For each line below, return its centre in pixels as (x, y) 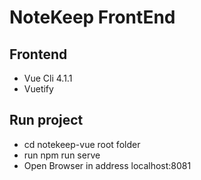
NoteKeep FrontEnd (92, 17)
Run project (46, 120)
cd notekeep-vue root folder (82, 144)
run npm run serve (62, 155)
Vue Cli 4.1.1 (48, 78)
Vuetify (38, 89)
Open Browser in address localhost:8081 (107, 165)
